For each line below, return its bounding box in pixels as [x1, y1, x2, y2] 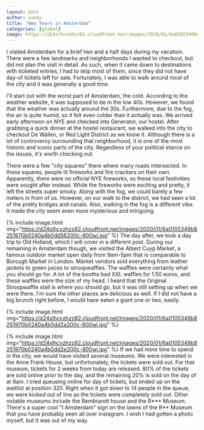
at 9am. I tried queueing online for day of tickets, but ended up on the [6, 378, 180, 386]
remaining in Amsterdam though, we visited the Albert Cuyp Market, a [6, 245, 181, 252]
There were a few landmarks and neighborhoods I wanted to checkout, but [6, 55, 194, 62]
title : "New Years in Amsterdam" [6, 20, 91, 26]
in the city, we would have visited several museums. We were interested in [6, 352, 192, 360]
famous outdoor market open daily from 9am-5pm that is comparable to [6, 251, 186, 259]
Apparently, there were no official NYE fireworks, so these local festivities [6, 175, 190, 182]
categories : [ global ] [6, 26, 61, 32]
